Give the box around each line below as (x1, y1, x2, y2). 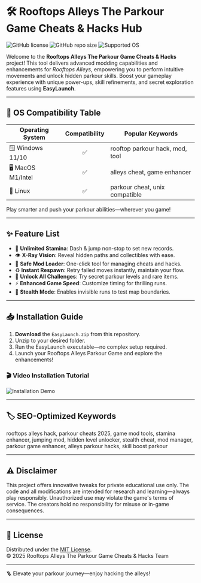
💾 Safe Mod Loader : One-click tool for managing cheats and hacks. (14, 260, 182, 267)
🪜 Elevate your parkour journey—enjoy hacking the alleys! (6, 570, 151, 577)
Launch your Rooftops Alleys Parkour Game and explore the (14, 350, 163, 357)
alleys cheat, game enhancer (110, 168, 191, 177)
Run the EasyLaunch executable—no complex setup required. (14, 343, 167, 351)
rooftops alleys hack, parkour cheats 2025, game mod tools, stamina (6, 430, 175, 437)
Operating (19, 125, 49, 134)
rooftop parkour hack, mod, (110, 144, 187, 153)
